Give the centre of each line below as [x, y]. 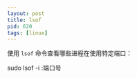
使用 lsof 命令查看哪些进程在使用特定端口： [70, 53]
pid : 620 [20, 26]
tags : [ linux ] [28, 33]
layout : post [26, 13]
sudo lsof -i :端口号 [34, 68]
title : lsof [24, 20]
